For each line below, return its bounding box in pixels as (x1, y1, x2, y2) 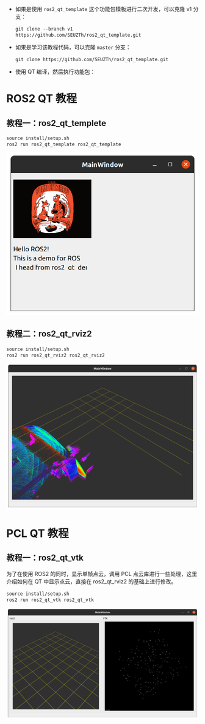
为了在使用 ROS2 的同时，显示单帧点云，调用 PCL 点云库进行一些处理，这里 (6, 570, 198, 577)
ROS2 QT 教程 (6, 92, 77, 106)
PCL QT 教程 (6, 526, 69, 540)
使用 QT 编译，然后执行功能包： (15, 68, 96, 75)
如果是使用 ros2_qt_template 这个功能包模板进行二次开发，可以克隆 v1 (15, 6, 192, 12)
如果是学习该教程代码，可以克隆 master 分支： (15, 43, 131, 51)
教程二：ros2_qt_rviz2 (6, 329, 92, 339)
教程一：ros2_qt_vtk (6, 553, 84, 563)
